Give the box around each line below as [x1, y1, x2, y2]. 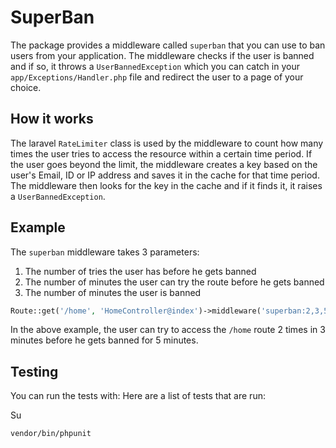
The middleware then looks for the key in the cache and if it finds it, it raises [10, 179, 323, 191]
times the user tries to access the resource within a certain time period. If [10, 147, 313, 160]
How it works [10, 111, 94, 128]
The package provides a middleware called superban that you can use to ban [10, 39, 326, 51]
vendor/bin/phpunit [10, 429, 92, 439]
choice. [10, 81, 42, 93]
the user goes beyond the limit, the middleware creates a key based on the [10, 158, 318, 170]
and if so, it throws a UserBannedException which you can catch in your [10, 60, 300, 72]
